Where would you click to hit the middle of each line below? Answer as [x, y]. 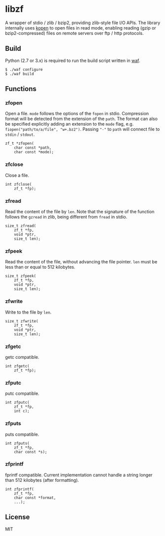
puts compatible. [22, 434]
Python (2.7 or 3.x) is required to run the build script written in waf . [73, 61]
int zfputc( [17, 403]
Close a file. [17, 175]
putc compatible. [22, 394]
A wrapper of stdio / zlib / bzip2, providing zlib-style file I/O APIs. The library [83, 23]
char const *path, [33, 148]
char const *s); [31, 452]
